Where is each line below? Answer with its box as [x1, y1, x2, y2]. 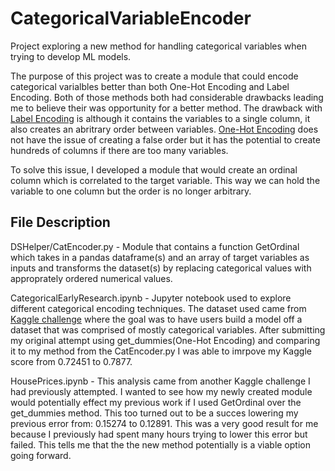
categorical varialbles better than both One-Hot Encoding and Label [10, 80, 290, 92]
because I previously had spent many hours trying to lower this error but [10, 428, 308, 440]
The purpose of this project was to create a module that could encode [10, 70, 299, 82]
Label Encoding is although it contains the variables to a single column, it [10, 112, 311, 124]
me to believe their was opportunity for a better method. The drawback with [10, 102, 323, 114]
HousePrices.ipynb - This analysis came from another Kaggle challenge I [10, 375, 311, 387]
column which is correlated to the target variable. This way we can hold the [10, 174, 321, 186]
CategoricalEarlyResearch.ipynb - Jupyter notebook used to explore [10, 292, 292, 304]
